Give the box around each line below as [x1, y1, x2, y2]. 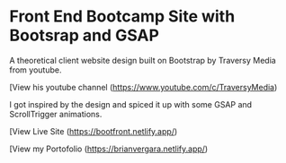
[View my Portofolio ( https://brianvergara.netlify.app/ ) [9, 143, 209, 154]
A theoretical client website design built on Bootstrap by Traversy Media [9, 55, 276, 65]
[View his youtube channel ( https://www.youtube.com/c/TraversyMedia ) [9, 81, 278, 92]
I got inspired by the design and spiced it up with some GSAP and [9, 99, 253, 109]
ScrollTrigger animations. [9, 108, 103, 119]
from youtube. [9, 64, 62, 75]
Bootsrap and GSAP [9, 25, 160, 46]
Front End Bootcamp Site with [9, 6, 236, 27]
